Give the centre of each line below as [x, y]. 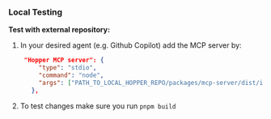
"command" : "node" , [71, 75]
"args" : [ [55, 83]
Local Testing [36, 12]
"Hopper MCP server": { [64, 60]
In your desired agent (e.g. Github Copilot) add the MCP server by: [131, 45]
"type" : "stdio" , [68, 68]
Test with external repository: [59, 30]
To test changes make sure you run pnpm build [98, 106]
